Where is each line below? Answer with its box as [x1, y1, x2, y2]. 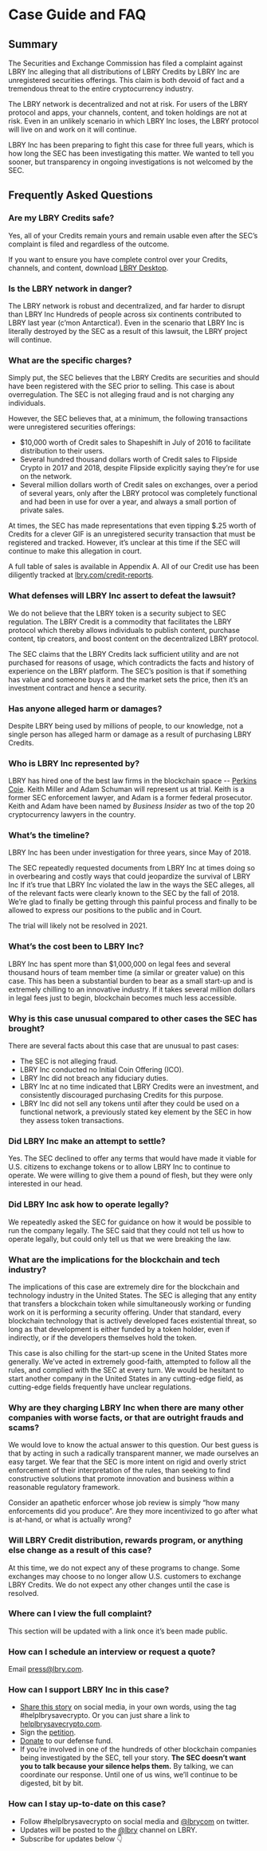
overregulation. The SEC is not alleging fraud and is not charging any [8, 390, 235, 399]
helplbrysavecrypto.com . [19, 1719, 102, 1729]
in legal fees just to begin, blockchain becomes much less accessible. [8, 992, 238, 1002]
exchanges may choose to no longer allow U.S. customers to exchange [8, 1571, 241, 1581]
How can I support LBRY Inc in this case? [8, 1684, 170, 1696]
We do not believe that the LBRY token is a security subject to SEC [8, 608, 226, 618]
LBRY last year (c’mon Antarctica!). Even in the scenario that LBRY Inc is [8, 317, 245, 328]
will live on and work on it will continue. [8, 125, 137, 134]
